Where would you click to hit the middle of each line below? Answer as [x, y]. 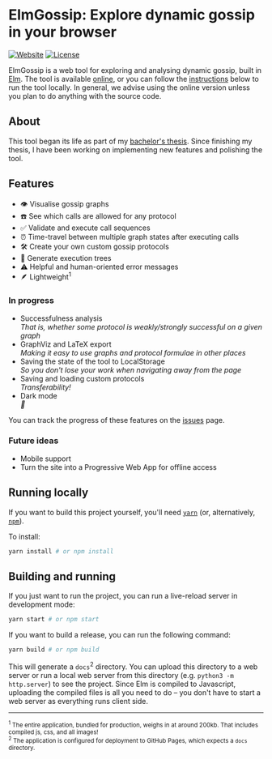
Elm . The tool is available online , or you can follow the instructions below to [134, 79]
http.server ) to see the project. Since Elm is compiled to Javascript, [122, 684]
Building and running [62, 576]
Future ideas [34, 441]
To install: [24, 536]
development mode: [42, 604]
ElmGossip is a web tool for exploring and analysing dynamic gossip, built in [135, 70]
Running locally [49, 493]
